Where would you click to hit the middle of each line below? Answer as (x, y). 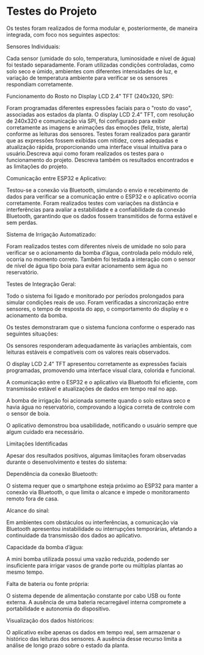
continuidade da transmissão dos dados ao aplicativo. (74, 535)
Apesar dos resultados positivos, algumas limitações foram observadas (96, 455)
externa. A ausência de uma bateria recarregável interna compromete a (96, 602)
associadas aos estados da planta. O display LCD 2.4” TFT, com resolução (100, 114)
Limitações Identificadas (37, 444)
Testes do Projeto (52, 11)
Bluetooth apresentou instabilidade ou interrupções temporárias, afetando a (102, 529)
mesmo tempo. (25, 572)
